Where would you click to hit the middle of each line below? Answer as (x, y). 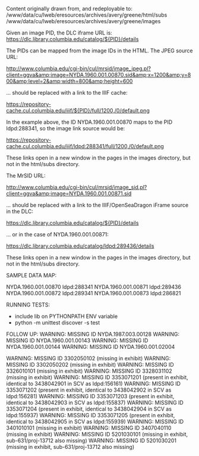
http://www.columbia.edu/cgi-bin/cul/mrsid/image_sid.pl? (77, 187)
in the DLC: (20, 211)
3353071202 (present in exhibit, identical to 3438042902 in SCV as (89, 390)
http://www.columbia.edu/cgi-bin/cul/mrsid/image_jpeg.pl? (79, 68)
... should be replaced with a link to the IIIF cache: (67, 93)
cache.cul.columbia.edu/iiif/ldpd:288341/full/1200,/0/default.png (85, 146)
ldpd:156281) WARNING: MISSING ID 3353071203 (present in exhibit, (90, 396)
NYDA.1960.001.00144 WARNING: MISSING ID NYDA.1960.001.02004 (91, 347)
